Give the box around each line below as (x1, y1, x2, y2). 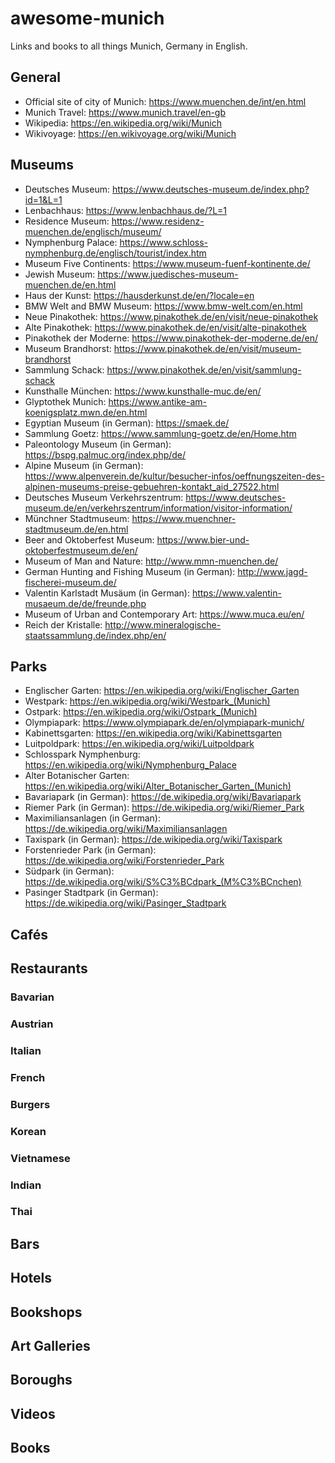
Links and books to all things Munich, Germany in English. (10, 40, 248, 52)
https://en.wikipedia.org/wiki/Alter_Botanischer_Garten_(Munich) (24, 780, 292, 792)
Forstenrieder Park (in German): (24, 844, 157, 856)
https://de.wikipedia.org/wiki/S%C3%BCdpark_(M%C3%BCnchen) (24, 876, 302, 888)
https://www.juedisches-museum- (97, 268, 239, 280)
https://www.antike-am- (108, 395, 208, 407)
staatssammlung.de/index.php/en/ (24, 629, 167, 641)
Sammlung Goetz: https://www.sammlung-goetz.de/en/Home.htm (24, 427, 297, 439)
